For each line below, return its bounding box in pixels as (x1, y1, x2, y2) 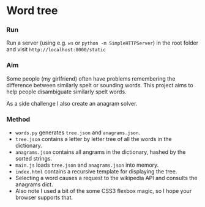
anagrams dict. (15, 181, 53, 188)
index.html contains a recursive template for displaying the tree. (15, 168, 177, 175)
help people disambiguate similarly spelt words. (6, 88, 127, 95)
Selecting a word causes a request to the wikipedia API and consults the (15, 175, 198, 182)
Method (6, 115, 31, 123)
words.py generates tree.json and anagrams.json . (15, 129, 141, 136)
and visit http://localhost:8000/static (6, 46, 106, 53)
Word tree (6, 4, 58, 18)
